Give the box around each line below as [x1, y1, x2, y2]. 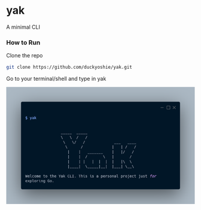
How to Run [6, 38, 41, 47]
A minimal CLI [6, 23, 41, 31]
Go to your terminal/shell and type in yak [6, 75, 106, 83]
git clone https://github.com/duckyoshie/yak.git [6, 64, 133, 71]
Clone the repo [6, 52, 43, 59]
